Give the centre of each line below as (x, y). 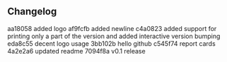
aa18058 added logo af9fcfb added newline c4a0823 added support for (112, 28)
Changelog (32, 12)
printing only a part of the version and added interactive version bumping (114, 36)
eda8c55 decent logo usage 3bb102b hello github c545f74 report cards (111, 43)
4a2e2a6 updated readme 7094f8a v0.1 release (77, 51)
